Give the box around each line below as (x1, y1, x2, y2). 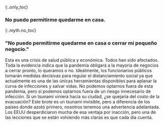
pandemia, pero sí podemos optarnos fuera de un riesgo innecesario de (5, 88, 151, 94)
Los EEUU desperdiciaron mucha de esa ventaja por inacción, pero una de (5, 109, 156, 115)
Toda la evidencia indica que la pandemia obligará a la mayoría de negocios (5, 62, 159, 68)
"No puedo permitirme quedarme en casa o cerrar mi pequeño (5, 40, 158, 47)
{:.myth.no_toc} (5, 27, 36, 33)
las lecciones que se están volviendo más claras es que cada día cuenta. (5, 114, 153, 120)
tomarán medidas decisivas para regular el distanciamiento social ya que (5, 73, 153, 78)
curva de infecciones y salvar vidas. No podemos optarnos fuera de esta (5, 83, 153, 89)
